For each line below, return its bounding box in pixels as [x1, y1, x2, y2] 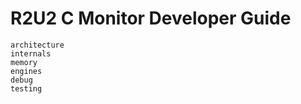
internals [10, 48, 52, 59]
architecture [10, 40, 65, 50]
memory [10, 57, 38, 67]
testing [10, 83, 43, 94]
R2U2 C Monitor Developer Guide [10, 7, 292, 30]
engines [10, 66, 43, 76]
